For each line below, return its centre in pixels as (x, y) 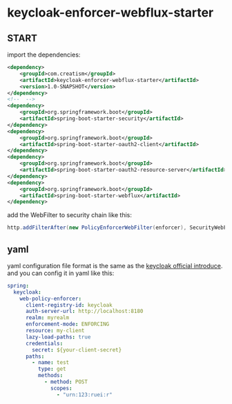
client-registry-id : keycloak (69, 305)
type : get (52, 369)
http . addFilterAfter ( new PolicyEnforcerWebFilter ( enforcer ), (97, 228)
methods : (50, 376)
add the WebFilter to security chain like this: (70, 215)
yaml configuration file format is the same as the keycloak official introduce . (115, 265)
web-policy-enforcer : (50, 299)
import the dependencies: (44, 54)
